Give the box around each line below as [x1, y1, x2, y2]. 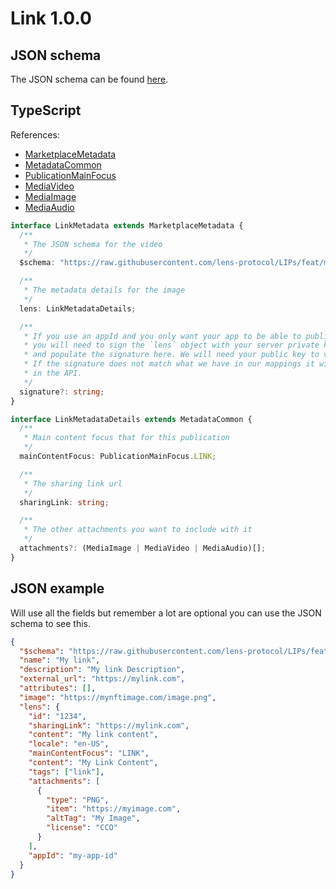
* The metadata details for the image [23, 285, 186, 296]
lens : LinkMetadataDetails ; [19, 303, 137, 314]
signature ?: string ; [19, 387, 105, 397]
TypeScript [10, 102, 82, 119]
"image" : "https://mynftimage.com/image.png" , [19, 692, 217, 702]
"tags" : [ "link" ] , [28, 767, 105, 777]
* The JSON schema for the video [23, 239, 163, 249]
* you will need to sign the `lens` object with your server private [23, 340, 320, 351]
